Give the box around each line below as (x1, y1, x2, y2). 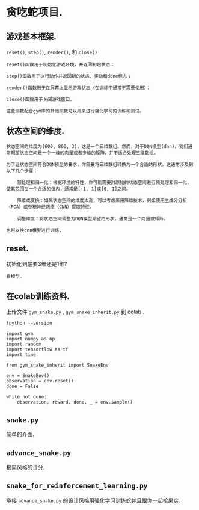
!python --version (6, 320, 52, 327)
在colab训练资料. (6, 291, 70, 301)
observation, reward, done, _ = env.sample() (17, 399, 133, 405)
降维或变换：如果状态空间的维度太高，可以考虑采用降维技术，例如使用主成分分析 (17, 197, 188, 203)
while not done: (6, 394, 47, 400)
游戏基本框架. (6, 31, 57, 41)
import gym (6, 331, 34, 337)
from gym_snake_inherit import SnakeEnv (6, 362, 109, 369)
